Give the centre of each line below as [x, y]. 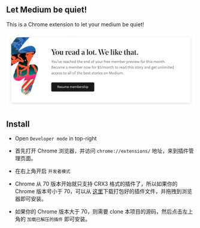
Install [18, 124]
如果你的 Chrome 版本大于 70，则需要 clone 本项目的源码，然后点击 [99, 211]
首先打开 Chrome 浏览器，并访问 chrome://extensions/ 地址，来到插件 [102, 151]
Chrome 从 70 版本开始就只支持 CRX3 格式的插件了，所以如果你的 [96, 184]
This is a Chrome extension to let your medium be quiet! [75, 24]
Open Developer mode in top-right [56, 138]
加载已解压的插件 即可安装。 [59, 219]
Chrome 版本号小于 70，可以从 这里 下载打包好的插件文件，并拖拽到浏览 [104, 191]
